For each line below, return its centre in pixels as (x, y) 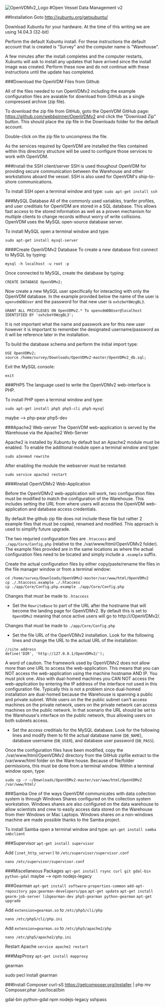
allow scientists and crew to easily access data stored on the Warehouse (79, 809)
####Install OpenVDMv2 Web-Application (48, 484)
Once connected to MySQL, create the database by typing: (65, 273)
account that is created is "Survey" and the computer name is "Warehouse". (82, 47)
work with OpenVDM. (27, 156)
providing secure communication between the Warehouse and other (74, 171)
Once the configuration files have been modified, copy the (64, 750)
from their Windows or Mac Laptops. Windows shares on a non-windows (79, 814)
